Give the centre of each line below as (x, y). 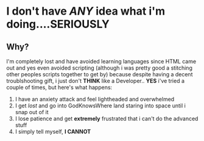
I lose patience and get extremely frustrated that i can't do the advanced (107, 118)
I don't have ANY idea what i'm (86, 11)
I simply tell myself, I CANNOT (53, 132)
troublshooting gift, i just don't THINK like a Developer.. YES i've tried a (95, 81)
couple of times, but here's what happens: (59, 87)
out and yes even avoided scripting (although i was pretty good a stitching (100, 68)
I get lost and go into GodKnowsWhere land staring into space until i (100, 106)
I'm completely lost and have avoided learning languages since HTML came (101, 61)
